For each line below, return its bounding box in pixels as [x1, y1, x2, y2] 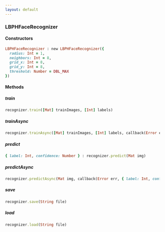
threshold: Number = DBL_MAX [9, 69, 69, 74]
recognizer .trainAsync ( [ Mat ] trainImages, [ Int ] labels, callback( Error [5, 131, 157, 136]
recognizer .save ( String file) [5, 199, 67, 204]
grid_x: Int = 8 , [9, 60, 45, 65]
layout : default [5, 7, 38, 12]
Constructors [5, 35, 33, 42]
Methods [5, 84, 24, 90]
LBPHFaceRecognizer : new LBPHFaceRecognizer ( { [5, 46, 105, 51]
